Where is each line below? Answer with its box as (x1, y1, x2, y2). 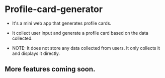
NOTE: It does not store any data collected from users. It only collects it (12, 45, 160, 51)
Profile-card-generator (5, 4, 103, 15)
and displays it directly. (12, 50, 60, 56)
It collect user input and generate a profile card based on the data (12, 30, 149, 36)
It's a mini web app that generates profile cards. (12, 20, 112, 26)
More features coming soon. (5, 65, 96, 73)
